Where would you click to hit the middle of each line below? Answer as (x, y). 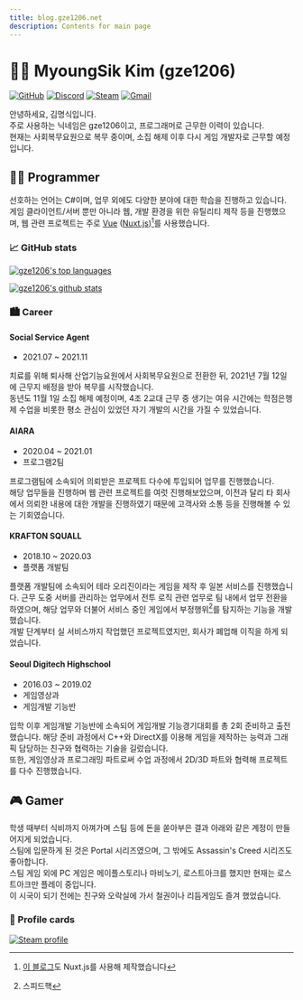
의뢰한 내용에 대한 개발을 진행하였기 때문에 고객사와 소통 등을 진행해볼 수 (153, 503)
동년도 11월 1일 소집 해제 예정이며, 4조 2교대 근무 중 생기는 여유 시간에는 (135, 398)
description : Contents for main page (80, 26)
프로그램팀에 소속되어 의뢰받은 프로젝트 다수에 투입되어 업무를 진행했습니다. (142, 481)
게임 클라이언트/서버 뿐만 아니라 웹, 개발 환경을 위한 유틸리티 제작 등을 (132, 211)
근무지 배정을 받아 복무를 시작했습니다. (86, 387)
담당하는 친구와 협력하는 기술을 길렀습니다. (93, 748)
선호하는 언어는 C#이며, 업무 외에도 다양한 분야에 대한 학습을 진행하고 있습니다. (148, 201)
